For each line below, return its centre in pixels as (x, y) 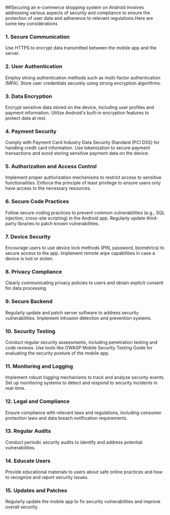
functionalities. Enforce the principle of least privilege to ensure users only (83, 183)
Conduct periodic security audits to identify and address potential (74, 442)
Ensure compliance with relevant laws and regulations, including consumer (83, 413)
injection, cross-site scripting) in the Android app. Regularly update (75, 218)
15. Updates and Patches (36, 491)
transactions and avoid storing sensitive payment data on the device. (77, 153)
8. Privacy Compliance (34, 272)
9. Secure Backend (29, 302)
